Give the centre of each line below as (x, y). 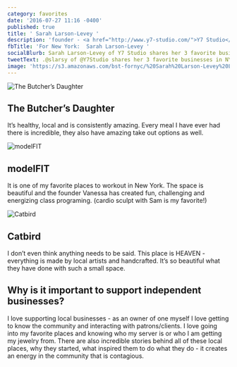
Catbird (24, 236)
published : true (31, 27)
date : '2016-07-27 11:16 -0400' (55, 20)
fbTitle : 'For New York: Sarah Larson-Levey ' (79, 46)
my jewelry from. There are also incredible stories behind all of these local (115, 341)
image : (17, 66)
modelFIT (29, 169)
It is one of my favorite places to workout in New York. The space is (105, 186)
